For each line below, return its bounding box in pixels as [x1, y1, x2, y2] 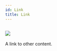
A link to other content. [5, 41, 52, 47]
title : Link [5, 12, 30, 17]
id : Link [5, 7, 23, 12]
